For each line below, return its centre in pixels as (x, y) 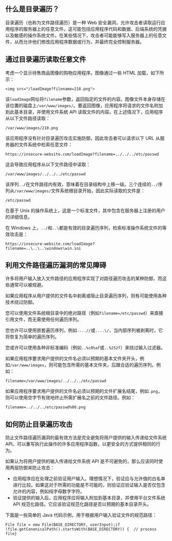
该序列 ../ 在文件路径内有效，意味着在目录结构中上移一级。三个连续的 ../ (82, 184)
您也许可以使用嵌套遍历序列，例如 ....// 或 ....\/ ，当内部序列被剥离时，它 (84, 330)
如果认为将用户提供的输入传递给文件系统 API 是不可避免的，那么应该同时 (82, 461)
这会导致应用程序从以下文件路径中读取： (48, 164)
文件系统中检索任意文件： (46, 144)
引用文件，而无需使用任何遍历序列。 (44, 320)
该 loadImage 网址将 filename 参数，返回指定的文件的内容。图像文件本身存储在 (85, 99)
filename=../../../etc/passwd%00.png (46, 407)
